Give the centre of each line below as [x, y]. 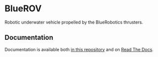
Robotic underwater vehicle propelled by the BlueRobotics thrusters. [74, 22]
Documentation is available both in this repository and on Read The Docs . [79, 49]
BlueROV [23, 9]
